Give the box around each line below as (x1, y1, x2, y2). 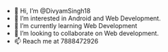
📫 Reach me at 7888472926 (13, 37, 99, 45)
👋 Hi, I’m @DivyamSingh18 (13, 7, 91, 15)
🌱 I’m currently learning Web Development (13, 22, 138, 30)
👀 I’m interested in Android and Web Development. (13, 14, 161, 22)
